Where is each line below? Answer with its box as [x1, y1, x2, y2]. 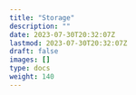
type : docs [9, 64, 51, 73]
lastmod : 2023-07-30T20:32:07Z [9, 38, 128, 48]
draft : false [9, 47, 59, 56]
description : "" [9, 22, 71, 31]
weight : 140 [9, 72, 54, 81]
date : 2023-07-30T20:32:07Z [9, 30, 116, 39]
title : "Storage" [9, 13, 75, 23]
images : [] [9, 55, 51, 64]
